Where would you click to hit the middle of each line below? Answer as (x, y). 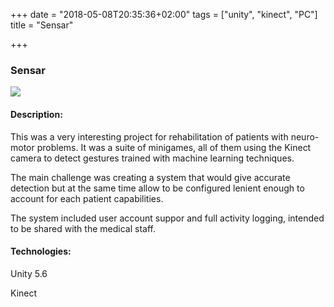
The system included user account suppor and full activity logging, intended (167, 218)
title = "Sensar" (42, 25)
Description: (36, 114)
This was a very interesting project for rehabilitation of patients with (149, 136)
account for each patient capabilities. (87, 198)
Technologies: (41, 251)
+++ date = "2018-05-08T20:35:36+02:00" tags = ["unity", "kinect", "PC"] (164, 14)
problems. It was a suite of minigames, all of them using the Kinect (174, 147)
